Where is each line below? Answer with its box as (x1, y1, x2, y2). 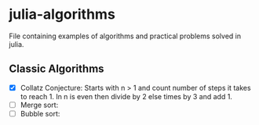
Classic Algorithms (9, 62, 104, 76)
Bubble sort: (20, 109, 60, 118)
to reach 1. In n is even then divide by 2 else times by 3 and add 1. (20, 91, 232, 101)
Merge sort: (20, 100, 59, 109)
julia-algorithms (9, 5, 116, 23)
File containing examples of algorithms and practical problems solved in (9, 31, 242, 41)
